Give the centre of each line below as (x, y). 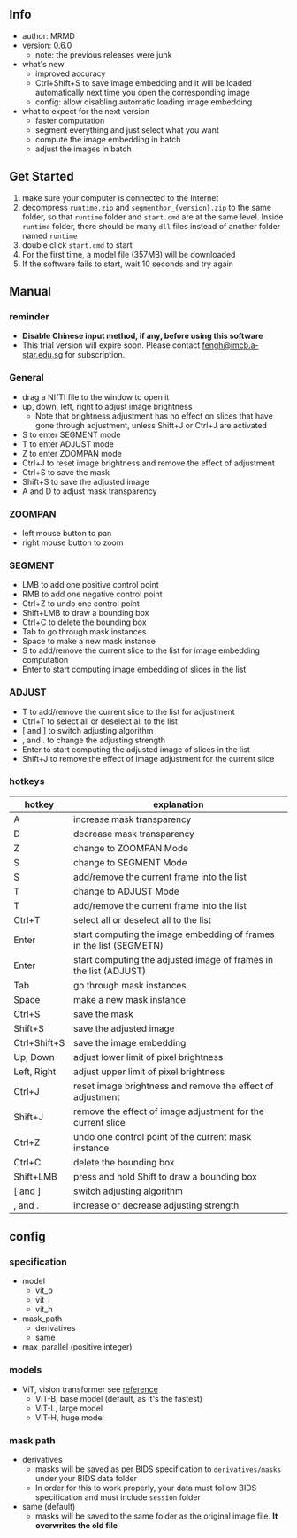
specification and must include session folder (118, 1497)
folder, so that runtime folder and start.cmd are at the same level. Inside (152, 217)
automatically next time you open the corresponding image (142, 92)
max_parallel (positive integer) (77, 1347)
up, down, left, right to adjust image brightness (107, 406)
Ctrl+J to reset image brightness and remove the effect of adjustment (148, 463)
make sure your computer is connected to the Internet (120, 197)
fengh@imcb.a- (230, 345)
